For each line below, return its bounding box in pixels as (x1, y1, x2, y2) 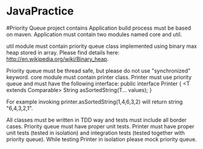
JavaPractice (6, 4, 74, 18)
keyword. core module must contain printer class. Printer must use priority (6, 73, 192, 81)
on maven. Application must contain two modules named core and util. (6, 30, 182, 38)
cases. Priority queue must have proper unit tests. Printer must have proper (6, 122, 195, 130)
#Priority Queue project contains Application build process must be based (6, 24, 191, 31)
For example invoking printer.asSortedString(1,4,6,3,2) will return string (6, 98, 183, 105)
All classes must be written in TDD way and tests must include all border (6, 116, 187, 124)
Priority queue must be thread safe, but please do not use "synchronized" (6, 67, 191, 74)
